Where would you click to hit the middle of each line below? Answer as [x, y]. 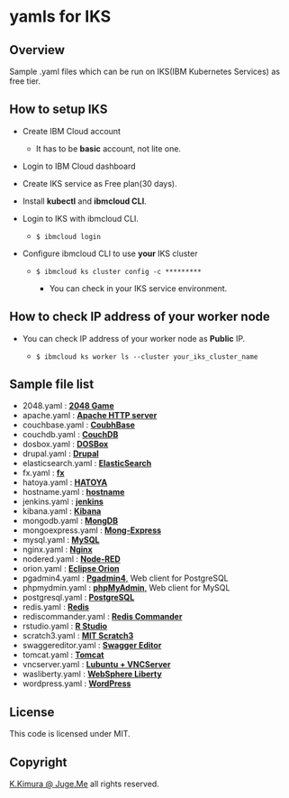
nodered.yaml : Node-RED [72, 559]
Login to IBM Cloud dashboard [79, 166]
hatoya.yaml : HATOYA [65, 482]
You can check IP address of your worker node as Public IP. [134, 338]
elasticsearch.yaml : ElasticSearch [87, 463]
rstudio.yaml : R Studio [65, 626]
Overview [37, 50]
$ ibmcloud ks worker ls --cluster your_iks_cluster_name [147, 357]
